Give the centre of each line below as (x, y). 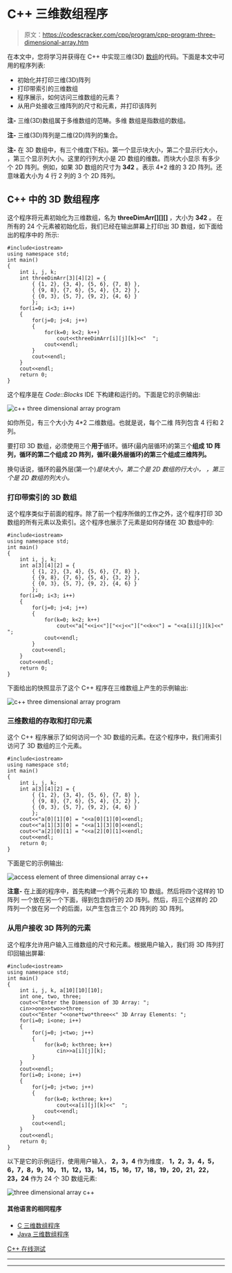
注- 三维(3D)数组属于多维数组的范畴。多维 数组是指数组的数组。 (98, 120)
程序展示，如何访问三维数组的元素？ (69, 97)
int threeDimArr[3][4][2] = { (63, 278)
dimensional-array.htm (56, 42)
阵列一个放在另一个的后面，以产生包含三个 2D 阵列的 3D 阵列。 (97, 908)
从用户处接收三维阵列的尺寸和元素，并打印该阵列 (87, 106)
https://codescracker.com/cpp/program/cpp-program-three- (129, 35)
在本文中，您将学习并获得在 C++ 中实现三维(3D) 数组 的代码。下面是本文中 (113, 57)
